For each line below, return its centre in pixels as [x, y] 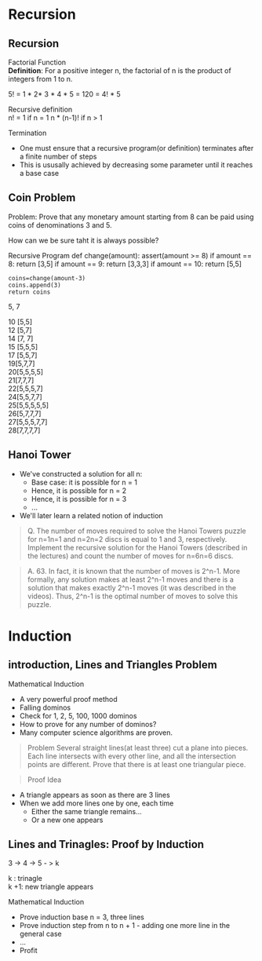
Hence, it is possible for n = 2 [79, 490]
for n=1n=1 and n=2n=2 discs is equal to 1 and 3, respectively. [127, 539]
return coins [29, 292]
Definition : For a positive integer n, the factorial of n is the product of [120, 71]
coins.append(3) [35, 285]
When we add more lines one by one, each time [96, 803]
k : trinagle [25, 879]
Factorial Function [37, 62]
